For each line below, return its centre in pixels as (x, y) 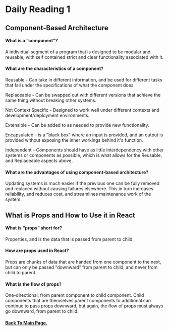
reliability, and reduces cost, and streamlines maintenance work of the (78, 194)
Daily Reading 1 (38, 9)
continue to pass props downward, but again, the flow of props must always (84, 306)
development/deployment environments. (47, 115)
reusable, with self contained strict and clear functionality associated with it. (84, 57)
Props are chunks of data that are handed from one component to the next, (83, 262)
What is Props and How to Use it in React (70, 215)
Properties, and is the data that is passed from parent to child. (70, 239)
